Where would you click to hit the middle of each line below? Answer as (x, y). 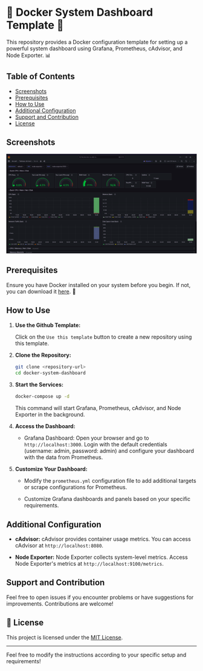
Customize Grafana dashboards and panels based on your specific (107, 499)
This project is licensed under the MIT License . (65, 637)
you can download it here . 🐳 (41, 291)
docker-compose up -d (42, 397)
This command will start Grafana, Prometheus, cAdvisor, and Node (98, 408)
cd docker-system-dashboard (50, 373)
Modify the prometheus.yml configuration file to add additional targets (110, 481)
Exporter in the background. (50, 415)
